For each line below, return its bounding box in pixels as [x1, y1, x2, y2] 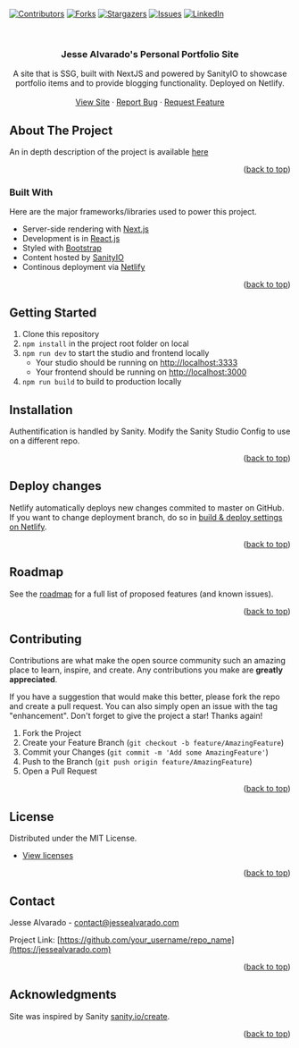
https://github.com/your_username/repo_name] [59, 934, 235, 945]
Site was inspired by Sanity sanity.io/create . [9, 1010, 170, 1021]
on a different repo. [9, 435, 80, 446]
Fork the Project [21, 728, 82, 739]
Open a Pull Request [21, 765, 98, 777]
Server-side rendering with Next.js [21, 224, 149, 234]
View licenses [21, 850, 74, 861]
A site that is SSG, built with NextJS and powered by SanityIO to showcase [12, 68, 287, 80]
